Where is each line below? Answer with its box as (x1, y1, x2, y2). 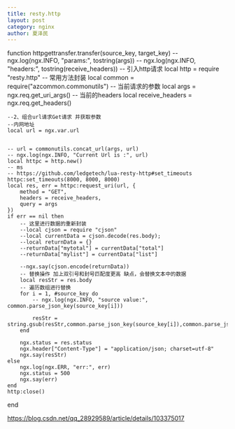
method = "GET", (20, 188, 68, 196)
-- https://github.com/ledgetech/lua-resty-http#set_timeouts (7, 170, 192, 177)
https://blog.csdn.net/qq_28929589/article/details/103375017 (7, 414, 185, 423)
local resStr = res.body (20, 277, 92, 284)
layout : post (7, 17, 45, 24)
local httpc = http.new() (7, 158, 83, 165)
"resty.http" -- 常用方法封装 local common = (7, 73, 135, 82)
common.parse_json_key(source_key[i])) (7, 302, 124, 310)
